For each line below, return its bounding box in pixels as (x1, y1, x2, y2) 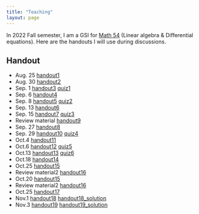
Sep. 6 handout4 (15, 91, 58, 98)
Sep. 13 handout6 (15, 104, 60, 112)
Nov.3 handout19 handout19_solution (15, 201, 108, 209)
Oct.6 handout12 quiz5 (15, 143, 73, 150)
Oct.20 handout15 (15, 175, 60, 183)
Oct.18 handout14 (15, 156, 59, 163)
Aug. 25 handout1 (15, 71, 60, 79)
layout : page (6, 15, 40, 21)
